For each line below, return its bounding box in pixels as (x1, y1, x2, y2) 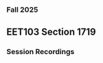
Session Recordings (6, 47, 75, 57)
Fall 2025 (6, 5, 38, 15)
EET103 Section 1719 (6, 26, 97, 38)
